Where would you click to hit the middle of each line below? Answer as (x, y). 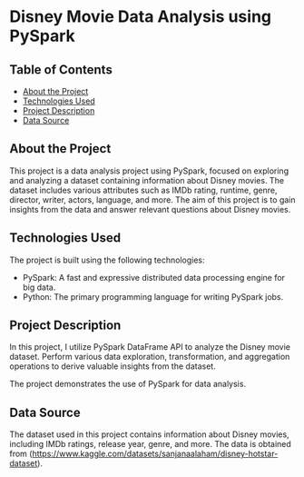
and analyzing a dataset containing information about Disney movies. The (147, 180)
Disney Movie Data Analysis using (141, 17)
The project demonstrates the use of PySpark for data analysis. (128, 384)
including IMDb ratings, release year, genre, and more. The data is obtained (151, 444)
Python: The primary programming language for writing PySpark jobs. (153, 296)
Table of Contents (61, 70)
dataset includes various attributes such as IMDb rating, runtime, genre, (143, 190)
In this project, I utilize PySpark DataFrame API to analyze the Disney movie (150, 347)
